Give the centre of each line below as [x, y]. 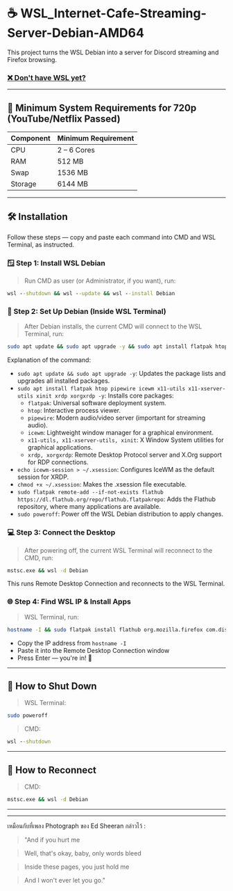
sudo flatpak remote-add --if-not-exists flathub [90, 492]
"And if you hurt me [52, 839]
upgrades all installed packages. [63, 381]
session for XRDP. [43, 477]
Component [31, 139]
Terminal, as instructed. [41, 244]
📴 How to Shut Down [52, 686]
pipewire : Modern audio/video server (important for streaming [116, 418]
